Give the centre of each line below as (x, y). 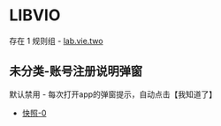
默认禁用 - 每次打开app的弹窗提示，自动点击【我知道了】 (113, 94)
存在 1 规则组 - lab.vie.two (56, 41)
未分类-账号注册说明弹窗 (76, 71)
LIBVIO (35, 15)
